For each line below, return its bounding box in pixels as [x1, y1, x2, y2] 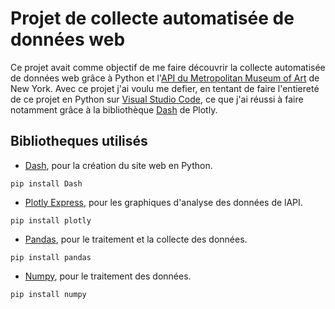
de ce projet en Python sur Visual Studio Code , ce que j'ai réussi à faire [10, 93, 304, 105]
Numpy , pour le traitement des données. [24, 270, 192, 282]
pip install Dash [10, 178, 83, 189]
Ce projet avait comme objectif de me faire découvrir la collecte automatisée [10, 61, 326, 73]
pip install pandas [10, 252, 92, 262]
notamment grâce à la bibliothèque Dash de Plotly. [10, 103, 218, 116]
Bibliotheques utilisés [10, 133, 148, 150]
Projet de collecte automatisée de [10, 7, 295, 30]
